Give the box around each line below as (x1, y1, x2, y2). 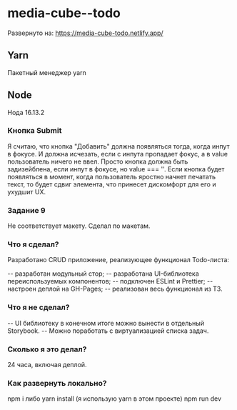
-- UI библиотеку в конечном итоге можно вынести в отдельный (7, 319, 205, 327)
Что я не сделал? (7, 302, 70, 312)
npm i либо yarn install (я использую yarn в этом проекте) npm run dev (7, 394, 222, 403)
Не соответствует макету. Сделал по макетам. (7, 221, 151, 230)
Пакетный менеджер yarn (7, 68, 87, 76)
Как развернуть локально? (7, 378, 107, 388)
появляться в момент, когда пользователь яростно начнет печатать (7, 172, 216, 181)
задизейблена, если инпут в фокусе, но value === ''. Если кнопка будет (7, 164, 225, 173)
